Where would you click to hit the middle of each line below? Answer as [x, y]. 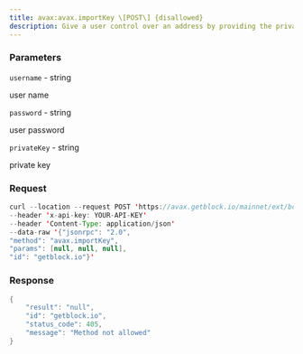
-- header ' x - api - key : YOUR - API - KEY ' [78, 215]
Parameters [35, 58]
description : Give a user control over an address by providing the [141, 26]
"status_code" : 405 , [64, 325]
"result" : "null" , [60, 308]
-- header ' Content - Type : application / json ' [92, 224]
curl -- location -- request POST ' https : [87, 207]
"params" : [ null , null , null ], [68, 249]
